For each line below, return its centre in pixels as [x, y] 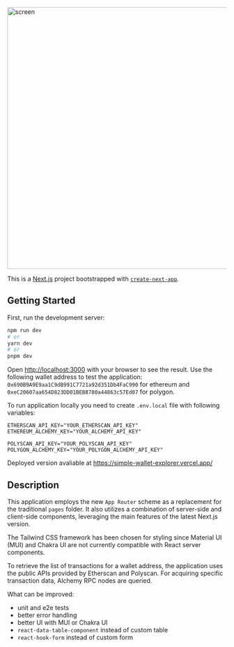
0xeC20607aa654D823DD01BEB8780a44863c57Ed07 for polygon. [91, 392]
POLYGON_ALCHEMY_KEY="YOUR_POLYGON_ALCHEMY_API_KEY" [85, 450]
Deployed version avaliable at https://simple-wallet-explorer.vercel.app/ [110, 463]
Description [33, 485]
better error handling [47, 615]
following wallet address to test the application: [75, 377]
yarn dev [20, 343]
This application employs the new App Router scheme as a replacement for [115, 501]
